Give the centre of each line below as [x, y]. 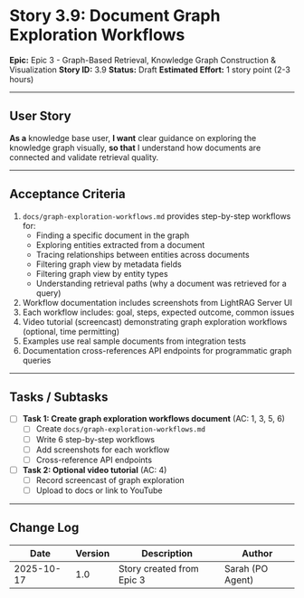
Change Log [44, 528]
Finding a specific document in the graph [113, 235]
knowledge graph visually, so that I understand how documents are [135, 147]
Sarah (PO [247, 568]
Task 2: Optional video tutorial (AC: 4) [95, 470]
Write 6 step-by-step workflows [95, 439]
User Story [40, 116]
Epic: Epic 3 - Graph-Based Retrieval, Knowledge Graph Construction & [142, 60]
